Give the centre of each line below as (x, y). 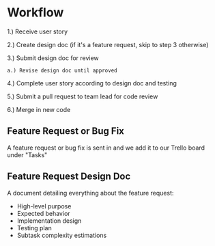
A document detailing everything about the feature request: (90, 193)
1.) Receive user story (38, 31)
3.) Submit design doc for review (53, 58)
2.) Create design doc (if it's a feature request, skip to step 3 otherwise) (108, 44)
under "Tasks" (27, 154)
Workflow (35, 13)
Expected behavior (43, 213)
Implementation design (49, 221)
